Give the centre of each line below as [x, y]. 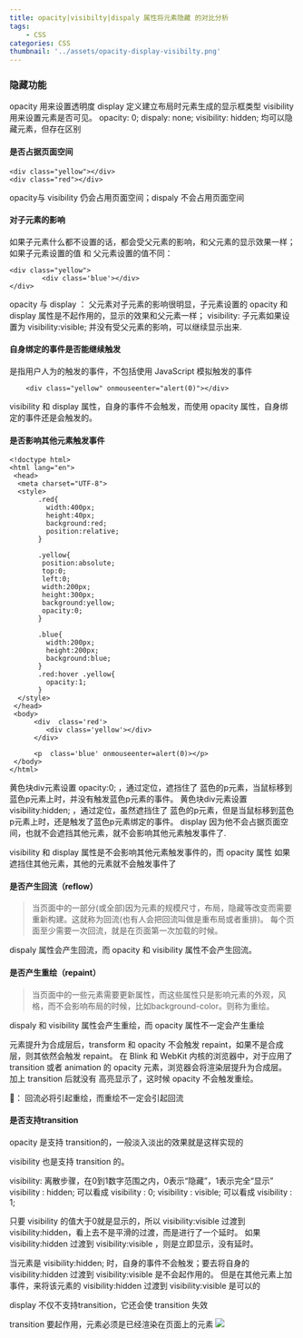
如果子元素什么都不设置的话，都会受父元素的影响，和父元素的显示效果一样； [152, 241]
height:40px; [70, 516]
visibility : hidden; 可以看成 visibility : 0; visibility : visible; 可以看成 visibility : [151, 1192]
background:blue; [78, 659]
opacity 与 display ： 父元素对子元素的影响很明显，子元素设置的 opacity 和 [149, 304]
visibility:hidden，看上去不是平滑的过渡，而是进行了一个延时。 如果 [135, 1232]
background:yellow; [79, 603]
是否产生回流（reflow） [54, 886]
